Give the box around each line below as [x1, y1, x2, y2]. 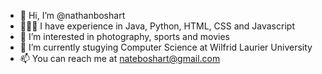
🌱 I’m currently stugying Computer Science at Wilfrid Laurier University [19, 41, 313, 53]
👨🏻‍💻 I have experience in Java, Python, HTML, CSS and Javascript [19, 20, 295, 32]
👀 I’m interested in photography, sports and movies [19, 31, 230, 42]
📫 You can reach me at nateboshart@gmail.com [19, 53, 221, 64]
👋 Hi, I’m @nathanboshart [19, 10, 126, 21]
